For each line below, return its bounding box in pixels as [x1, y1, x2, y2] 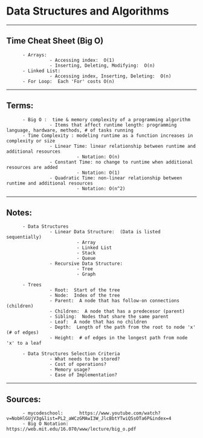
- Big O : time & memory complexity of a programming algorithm [22, 116, 190, 122]
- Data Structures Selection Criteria [22, 351, 120, 357]
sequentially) [6, 234, 42, 241]
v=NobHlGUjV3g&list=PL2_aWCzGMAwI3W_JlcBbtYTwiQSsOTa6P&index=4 [6, 416, 172, 422]
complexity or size [6, 138, 56, 144]
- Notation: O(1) [76, 170, 120, 176]
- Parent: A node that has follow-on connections [49, 298, 180, 304]
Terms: [6, 101, 34, 111]
